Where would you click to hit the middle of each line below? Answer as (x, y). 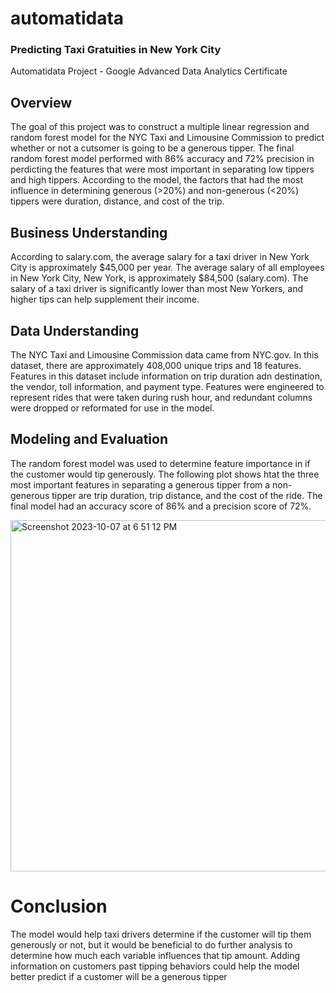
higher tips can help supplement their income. (105, 299)
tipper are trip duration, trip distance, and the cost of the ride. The (187, 495)
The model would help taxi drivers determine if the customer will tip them (161, 934)
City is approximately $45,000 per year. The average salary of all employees (167, 268)
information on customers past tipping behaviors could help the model (155, 966)
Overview (41, 102)
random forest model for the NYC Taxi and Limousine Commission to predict (167, 138)
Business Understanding (89, 232)
